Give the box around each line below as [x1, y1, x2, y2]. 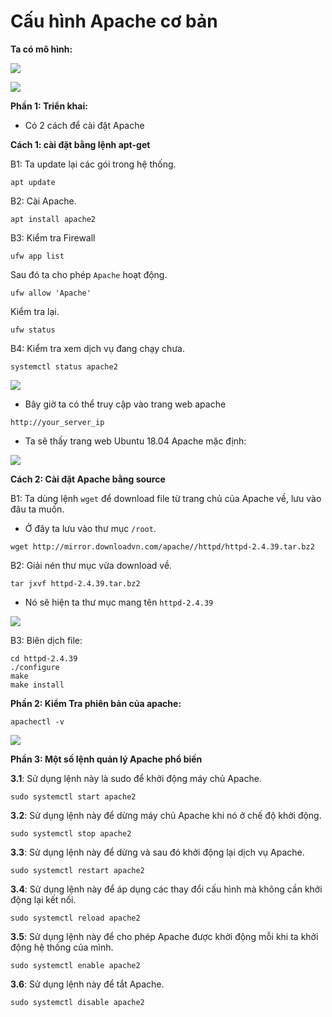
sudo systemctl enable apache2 [10, 960, 141, 970]
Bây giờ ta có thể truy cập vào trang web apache [24, 398, 227, 410]
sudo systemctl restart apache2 [10, 865, 145, 875]
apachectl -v [10, 716, 65, 727]
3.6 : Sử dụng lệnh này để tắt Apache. [10, 978, 165, 990]
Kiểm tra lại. [10, 305, 60, 317]
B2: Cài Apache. [10, 195, 77, 207]
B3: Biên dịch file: [10, 634, 83, 646]
